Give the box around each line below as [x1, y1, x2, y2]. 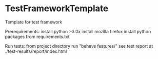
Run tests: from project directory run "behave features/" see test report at [5, 43, 153, 49]
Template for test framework [5, 19, 62, 25]
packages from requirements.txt [5, 34, 70, 39]
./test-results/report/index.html [5, 48, 67, 54]
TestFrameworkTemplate [5, 3, 109, 14]
